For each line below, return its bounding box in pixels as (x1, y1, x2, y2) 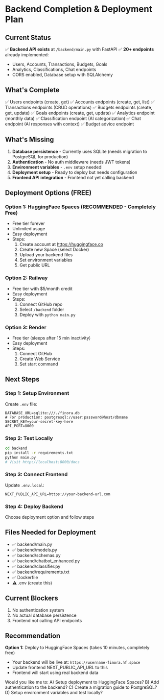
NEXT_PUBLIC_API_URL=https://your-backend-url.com (5, 491, 111, 497)
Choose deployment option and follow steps (5, 514, 94, 520)
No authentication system (12, 607, 65, 613)
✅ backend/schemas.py (12, 552, 61, 558)
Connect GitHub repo (19, 301, 63, 307)
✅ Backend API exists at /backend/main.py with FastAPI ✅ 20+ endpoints (5, 47, 154, 52)
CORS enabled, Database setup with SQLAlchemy (12, 72, 113, 77)
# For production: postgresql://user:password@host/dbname (5, 415, 128, 420)
